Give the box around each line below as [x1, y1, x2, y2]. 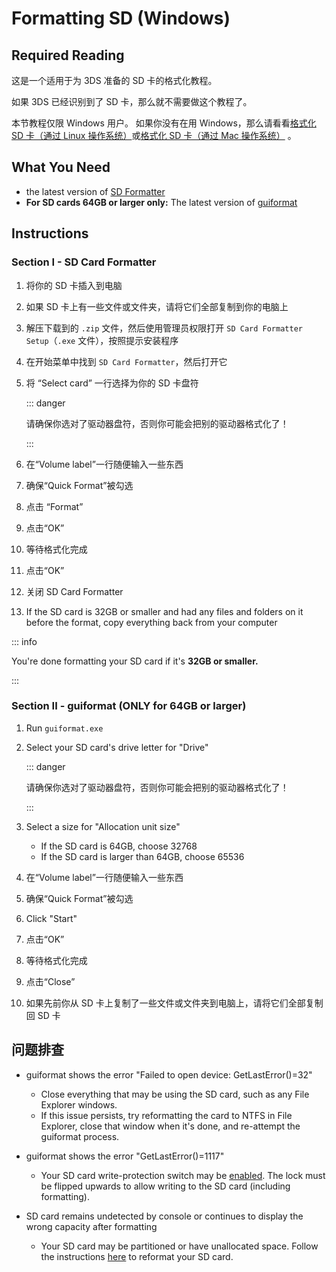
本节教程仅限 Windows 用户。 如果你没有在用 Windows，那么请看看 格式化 [11, 117, 317, 129]
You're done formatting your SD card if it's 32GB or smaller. [11, 655, 259, 667]
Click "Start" [25, 912, 78, 924]
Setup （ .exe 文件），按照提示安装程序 [25, 334, 179, 346]
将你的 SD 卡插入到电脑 [25, 279, 123, 291]
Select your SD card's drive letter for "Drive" [25, 741, 209, 753]
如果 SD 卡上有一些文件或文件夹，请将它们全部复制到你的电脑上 [25, 300, 289, 312]
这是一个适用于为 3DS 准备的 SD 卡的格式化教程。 [11, 75, 218, 86]
